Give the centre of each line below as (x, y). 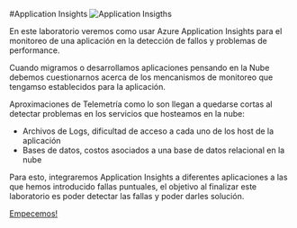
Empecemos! (34, 214)
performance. (35, 50)
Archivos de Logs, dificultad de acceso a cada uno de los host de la (148, 131)
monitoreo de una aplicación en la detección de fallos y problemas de (138, 41)
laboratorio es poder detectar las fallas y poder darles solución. (127, 196)
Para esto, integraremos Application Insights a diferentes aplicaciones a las (148, 177)
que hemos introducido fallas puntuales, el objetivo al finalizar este (133, 187)
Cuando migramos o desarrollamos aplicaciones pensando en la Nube (139, 68)
